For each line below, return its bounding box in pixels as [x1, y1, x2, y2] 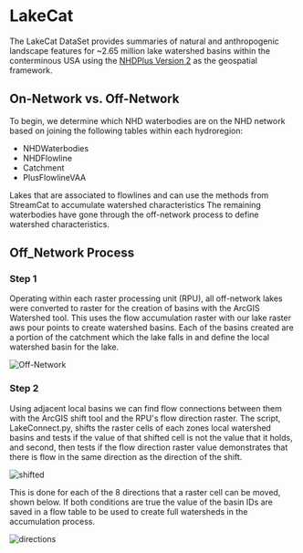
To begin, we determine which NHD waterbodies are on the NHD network [9, 115, 286, 126]
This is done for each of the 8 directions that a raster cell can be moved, [9, 486, 281, 497]
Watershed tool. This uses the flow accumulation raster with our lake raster [9, 312, 292, 324]
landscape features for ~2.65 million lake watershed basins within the [9, 45, 271, 56]
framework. [9, 65, 53, 76]
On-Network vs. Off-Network [9, 91, 180, 107]
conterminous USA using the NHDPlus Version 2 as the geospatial [9, 55, 258, 66]
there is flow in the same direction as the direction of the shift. [9, 451, 243, 462]
